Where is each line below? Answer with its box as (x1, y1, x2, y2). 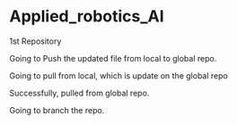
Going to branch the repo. (9, 104, 105, 115)
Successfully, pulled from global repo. (9, 87, 150, 98)
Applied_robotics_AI (9, 6, 164, 27)
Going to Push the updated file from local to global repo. (9, 53, 217, 63)
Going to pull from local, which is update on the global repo (9, 70, 229, 81)
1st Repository (9, 36, 62, 46)
